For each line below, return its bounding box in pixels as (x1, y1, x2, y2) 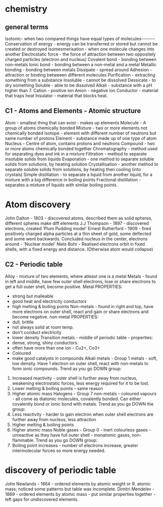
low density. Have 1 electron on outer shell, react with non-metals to (12, 360, 148, 366)
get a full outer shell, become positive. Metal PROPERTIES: (5, 284, 123, 290)
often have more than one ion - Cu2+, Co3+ (12, 345, 101, 351)
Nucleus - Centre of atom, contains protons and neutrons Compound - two (5, 140, 155, 146)
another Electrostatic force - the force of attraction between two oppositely (5, 51, 156, 57)
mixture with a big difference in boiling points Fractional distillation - (5, 176, 141, 182)
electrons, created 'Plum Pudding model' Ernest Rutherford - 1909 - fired (5, 225, 151, 231)
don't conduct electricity (12, 329, 62, 335)
